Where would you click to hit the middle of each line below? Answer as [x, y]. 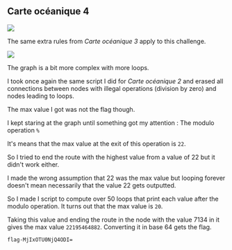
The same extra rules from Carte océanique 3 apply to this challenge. [107, 41]
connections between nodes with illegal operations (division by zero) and [112, 88]
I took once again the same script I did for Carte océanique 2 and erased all [115, 81]
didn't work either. [33, 164]
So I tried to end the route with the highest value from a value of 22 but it [111, 157]
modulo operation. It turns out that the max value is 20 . [85, 206]
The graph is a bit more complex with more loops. [78, 67]
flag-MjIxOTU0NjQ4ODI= [40, 240]
